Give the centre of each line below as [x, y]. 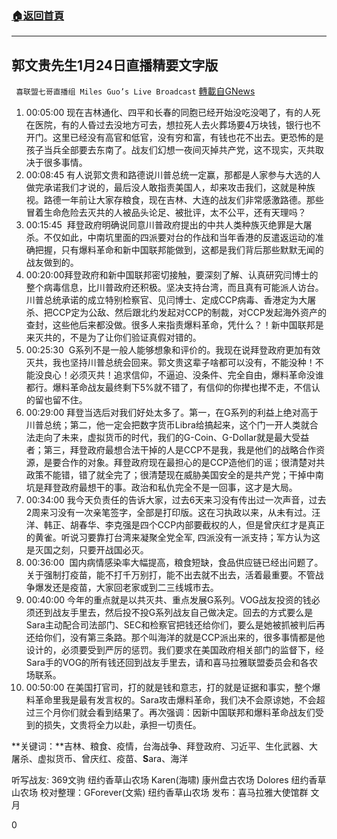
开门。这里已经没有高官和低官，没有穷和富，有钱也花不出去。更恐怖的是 [174, 138]
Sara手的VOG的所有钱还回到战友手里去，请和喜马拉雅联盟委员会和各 [167, 663]
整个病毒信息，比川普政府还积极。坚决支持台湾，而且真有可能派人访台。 [174, 288]
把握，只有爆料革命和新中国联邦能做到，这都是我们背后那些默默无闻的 [179, 250]
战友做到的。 [52, 263]
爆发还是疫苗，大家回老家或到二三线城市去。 [126, 588]
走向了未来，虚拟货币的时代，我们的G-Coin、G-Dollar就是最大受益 [172, 438]
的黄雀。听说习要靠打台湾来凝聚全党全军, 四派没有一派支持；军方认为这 [173, 538]
